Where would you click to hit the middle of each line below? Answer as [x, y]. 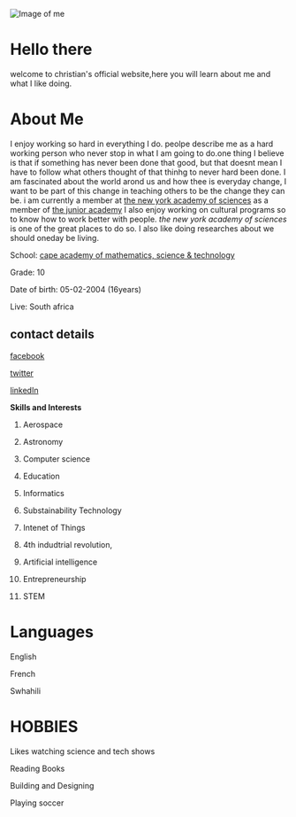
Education [41, 476]
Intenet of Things [54, 527]
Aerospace [43, 424]
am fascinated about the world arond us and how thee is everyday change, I [148, 181]
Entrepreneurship [54, 579]
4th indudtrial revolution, [68, 544]
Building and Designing [52, 785]
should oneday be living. [55, 237]
